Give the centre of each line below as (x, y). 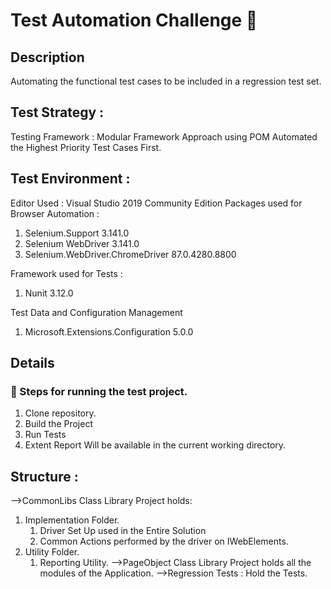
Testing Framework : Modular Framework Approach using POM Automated (164, 136)
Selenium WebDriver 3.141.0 (82, 243)
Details (32, 363)
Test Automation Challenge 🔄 (134, 20)
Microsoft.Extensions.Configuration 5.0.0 (109, 331)
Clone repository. (60, 413)
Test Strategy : (57, 112)
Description (47, 57)
